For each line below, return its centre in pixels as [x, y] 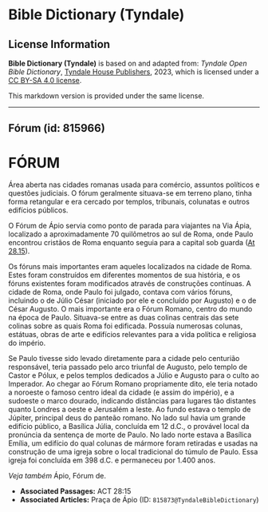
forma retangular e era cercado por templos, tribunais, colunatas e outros [129, 202]
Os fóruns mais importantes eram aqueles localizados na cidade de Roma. [130, 267]
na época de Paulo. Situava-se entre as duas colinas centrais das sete [124, 318]
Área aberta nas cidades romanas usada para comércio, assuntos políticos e [134, 185]
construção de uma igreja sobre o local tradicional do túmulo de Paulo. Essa [133, 452]
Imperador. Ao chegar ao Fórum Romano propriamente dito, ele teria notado [133, 384]
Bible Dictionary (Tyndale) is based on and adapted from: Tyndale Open [128, 63]
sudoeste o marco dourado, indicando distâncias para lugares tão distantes [132, 401]
